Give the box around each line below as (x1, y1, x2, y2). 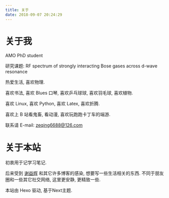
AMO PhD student (5, 53, 43, 59)
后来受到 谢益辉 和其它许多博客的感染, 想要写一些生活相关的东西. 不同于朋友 (5, 170, 164, 176)
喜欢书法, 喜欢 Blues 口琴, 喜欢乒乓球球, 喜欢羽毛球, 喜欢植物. (5, 90, 133, 96)
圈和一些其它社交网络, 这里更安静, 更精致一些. (5, 177, 100, 183)
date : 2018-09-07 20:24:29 (5, 12, 62, 17)
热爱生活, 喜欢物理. (5, 79, 45, 85)
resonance (5, 69, 28, 75)
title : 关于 (5, 7, 29, 13)
